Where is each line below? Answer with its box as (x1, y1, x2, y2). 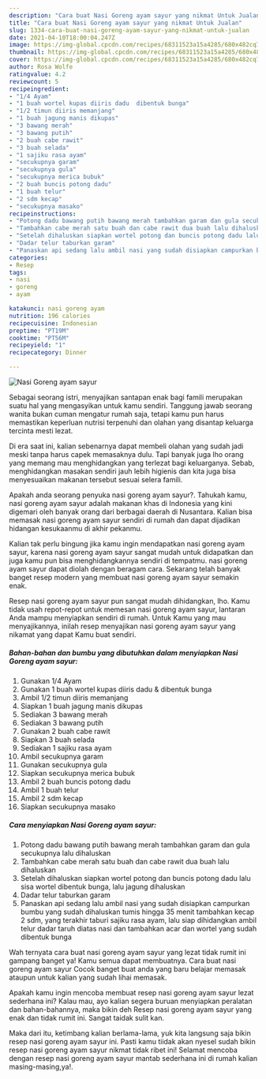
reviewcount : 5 (9, 77, 59, 85)
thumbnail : (9, 48, 45, 56)
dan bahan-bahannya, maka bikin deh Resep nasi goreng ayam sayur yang (9, 1004, 252, 1014)
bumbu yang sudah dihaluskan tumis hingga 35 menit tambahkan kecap (20, 907, 255, 916)
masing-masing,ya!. (9, 1062, 73, 1071)
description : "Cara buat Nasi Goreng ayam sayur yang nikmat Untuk (9, 11, 236, 20)
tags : (9, 268, 27, 276)
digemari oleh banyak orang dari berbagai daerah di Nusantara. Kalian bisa (9, 507, 253, 516)
